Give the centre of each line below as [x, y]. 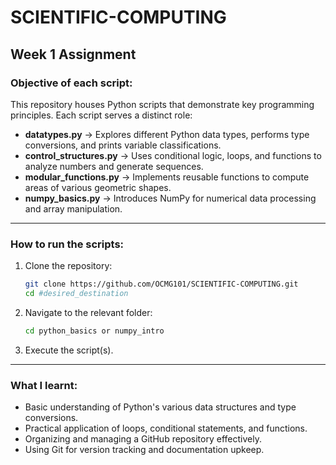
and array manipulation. [73, 208]
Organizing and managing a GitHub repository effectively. [143, 439]
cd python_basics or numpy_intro [94, 331]
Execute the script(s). [69, 350]
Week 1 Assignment [73, 54]
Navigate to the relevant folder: [88, 312]
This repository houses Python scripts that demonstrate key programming [162, 104]
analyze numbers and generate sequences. [114, 166]
